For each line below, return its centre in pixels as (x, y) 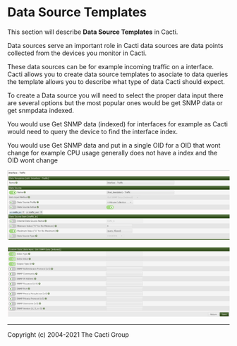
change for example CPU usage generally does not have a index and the (113, 153)
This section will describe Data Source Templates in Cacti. (93, 32)
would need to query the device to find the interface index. (93, 131)
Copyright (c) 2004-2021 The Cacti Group (68, 335)
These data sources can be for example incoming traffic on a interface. (110, 66)
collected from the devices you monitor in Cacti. (77, 53)
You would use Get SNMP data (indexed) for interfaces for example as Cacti (117, 124)
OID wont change (33, 160)
